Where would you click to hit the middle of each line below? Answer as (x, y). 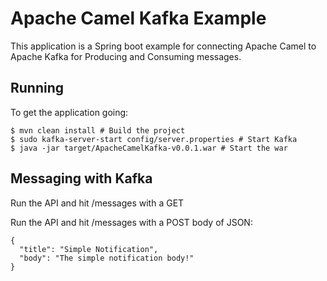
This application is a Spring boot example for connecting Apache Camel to (163, 46)
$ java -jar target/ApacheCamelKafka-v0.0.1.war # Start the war (149, 148)
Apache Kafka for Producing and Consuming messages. (126, 56)
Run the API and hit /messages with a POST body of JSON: (131, 222)
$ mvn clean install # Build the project (98, 130)
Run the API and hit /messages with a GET (97, 203)
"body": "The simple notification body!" (107, 258)
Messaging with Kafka (81, 178)
